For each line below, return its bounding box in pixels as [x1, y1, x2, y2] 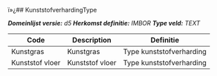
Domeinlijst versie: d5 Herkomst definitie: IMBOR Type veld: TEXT [8, 19, 200, 27]
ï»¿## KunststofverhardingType [8, 6, 97, 14]
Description [72, 36, 112, 45]
